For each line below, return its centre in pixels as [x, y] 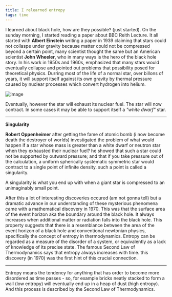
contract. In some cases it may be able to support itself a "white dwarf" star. [86, 109]
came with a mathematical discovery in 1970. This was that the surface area [85, 209]
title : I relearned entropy [35, 10]
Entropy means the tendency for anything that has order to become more [82, 272]
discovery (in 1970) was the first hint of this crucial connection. [72, 258]
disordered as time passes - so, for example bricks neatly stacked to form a [85, 278]
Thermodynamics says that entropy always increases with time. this [77, 252]
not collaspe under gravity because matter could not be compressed [78, 46]
